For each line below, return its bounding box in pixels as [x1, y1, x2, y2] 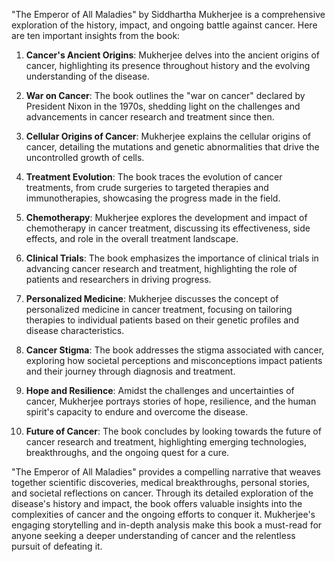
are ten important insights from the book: [11, 30, 181, 41]
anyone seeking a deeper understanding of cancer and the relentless [11, 530, 296, 541]
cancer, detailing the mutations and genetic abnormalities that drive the [25, 141, 320, 153]
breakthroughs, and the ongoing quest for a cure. [25, 447, 230, 458]
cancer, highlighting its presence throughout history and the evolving [25, 60, 311, 71]
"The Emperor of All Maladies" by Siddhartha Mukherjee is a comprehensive [11, 9, 326, 20]
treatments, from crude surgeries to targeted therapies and [25, 182, 269, 193]
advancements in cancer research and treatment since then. [25, 111, 275, 123]
